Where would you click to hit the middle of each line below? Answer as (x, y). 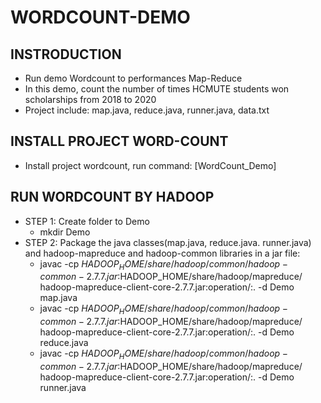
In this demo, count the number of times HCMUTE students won (157, 89)
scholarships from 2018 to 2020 (90, 99)
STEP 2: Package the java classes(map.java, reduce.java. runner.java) (168, 242)
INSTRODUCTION (66, 54)
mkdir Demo (65, 232)
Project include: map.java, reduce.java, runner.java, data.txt (147, 110)
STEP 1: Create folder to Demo (87, 221)
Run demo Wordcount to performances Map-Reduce (133, 78)
